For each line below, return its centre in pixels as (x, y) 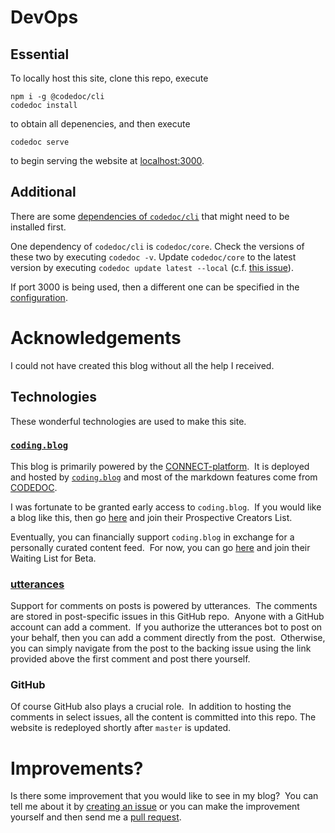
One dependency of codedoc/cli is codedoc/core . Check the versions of (157, 246)
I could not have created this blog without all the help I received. (142, 365)
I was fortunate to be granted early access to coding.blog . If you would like (166, 507)
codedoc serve (40, 142)
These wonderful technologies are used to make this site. (128, 421)
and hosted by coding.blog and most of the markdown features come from (164, 477)
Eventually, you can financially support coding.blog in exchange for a (152, 537)
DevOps (44, 17)
